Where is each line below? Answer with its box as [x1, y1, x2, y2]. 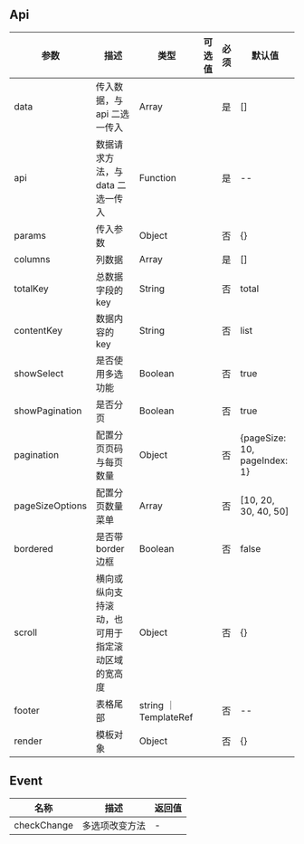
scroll [14, 626, 38, 639]
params [14, 229, 47, 242]
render [14, 735, 43, 747]
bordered [14, 542, 54, 555]
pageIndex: [240, 454, 288, 467]
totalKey [14, 282, 49, 295]
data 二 [95, 178, 127, 191]
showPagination [14, 404, 82, 417]
